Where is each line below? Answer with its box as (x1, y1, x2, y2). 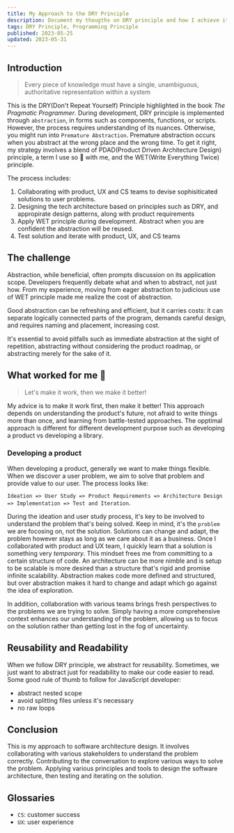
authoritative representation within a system (24, 88, 151, 96)
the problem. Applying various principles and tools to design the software (7, 764, 218, 773)
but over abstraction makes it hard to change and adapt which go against (7, 579, 217, 587)
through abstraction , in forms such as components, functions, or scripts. (7, 116, 217, 124)
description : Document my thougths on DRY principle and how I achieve (7, 17, 219, 24)
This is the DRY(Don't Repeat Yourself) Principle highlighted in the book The (7, 101, 226, 109)
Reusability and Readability (7, 642, 129, 654)
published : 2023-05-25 (7, 29, 73, 37)
